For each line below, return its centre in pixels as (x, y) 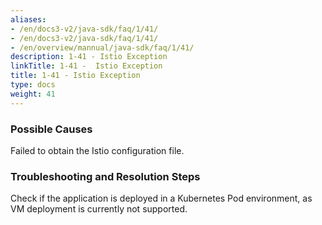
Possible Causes (51, 129)
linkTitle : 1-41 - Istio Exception (86, 66)
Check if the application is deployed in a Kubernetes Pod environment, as (161, 198)
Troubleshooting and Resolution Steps (105, 176)
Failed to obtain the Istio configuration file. (97, 150)
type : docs (33, 85)
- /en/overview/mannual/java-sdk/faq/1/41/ (102, 47)
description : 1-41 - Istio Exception (89, 57)
